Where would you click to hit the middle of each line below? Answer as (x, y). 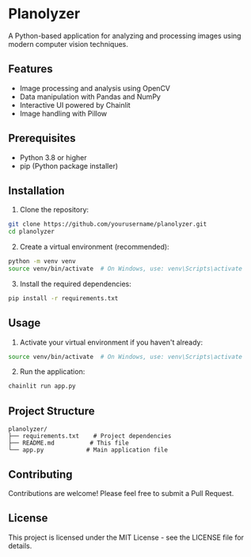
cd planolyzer (32, 232)
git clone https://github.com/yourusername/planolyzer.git (108, 224)
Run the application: (52, 372)
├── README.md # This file (68, 443)
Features (30, 69)
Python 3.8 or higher (53, 157)
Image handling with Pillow (63, 113)
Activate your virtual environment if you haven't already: (111, 342)
